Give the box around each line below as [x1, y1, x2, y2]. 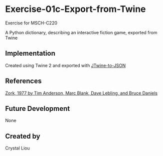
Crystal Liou [5, 145, 30, 151]
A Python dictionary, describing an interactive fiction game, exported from [5, 29, 158, 35]
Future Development [5, 104, 70, 113]
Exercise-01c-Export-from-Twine [5, 3, 146, 15]
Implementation [5, 49, 56, 58]
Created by [5, 132, 41, 140]
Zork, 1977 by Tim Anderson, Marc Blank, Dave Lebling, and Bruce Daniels [5, 90, 158, 96]
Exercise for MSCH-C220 [5, 20, 58, 26]
